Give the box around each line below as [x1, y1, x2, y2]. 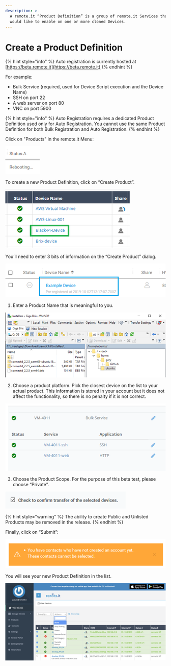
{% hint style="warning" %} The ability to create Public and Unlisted [5, 513, 149, 519]
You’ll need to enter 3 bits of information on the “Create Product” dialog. [5, 253, 157, 260]
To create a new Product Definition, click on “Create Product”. [5, 179, 135, 185]
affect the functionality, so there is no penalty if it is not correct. [12, 393, 147, 399]
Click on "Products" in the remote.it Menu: [5, 136, 94, 142]
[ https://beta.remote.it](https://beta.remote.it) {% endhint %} [5, 64, 133, 70]
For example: [5, 74, 33, 80]
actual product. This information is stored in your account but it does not [12, 388, 165, 394]
